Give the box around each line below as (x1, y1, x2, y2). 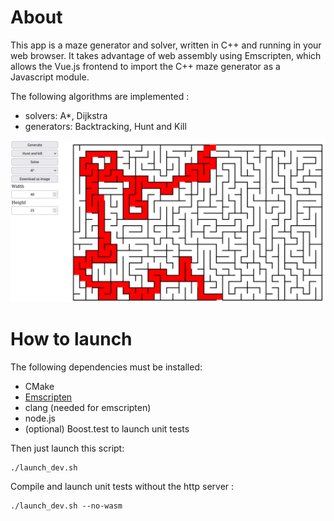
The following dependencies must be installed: (10, 361, 203, 373)
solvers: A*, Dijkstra (24, 109, 108, 121)
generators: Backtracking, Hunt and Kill (24, 120, 187, 132)
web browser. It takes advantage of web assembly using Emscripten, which (10, 49, 322, 61)
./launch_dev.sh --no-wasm (10, 501, 123, 511)
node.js (24, 412, 57, 424)
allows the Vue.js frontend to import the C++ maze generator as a (10, 60, 281, 72)
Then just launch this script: (10, 442, 125, 454)
